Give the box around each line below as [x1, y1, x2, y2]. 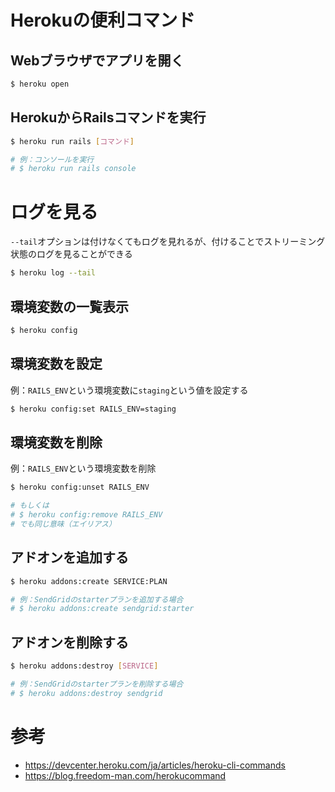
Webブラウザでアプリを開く [10, 52, 185, 69]
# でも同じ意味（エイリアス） [10, 519, 117, 529]
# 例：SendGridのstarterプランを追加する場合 [10, 594, 184, 605]
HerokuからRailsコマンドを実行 [10, 109, 207, 126]
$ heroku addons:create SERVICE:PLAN [10, 576, 168, 586]
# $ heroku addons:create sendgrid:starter [10, 604, 195, 614]
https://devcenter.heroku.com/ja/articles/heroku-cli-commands [24, 759, 286, 771]
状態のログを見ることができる [10, 248, 133, 260]
